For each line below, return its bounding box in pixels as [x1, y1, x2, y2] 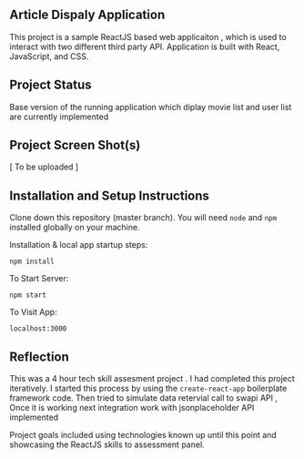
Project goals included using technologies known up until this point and [9, 430, 278, 441]
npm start [9, 291, 47, 300]
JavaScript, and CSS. [9, 50, 89, 62]
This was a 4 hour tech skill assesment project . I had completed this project [9, 373, 296, 384]
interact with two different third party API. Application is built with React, [9, 41, 280, 52]
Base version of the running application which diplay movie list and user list [9, 101, 292, 112]
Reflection [9, 349, 70, 364]
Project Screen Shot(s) [9, 138, 141, 153]
